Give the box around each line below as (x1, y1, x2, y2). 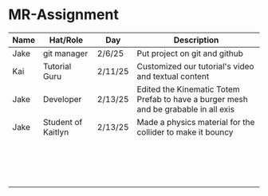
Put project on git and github (136, 48, 243, 59)
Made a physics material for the (136, 116, 255, 127)
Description (173, 34, 219, 45)
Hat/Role (49, 34, 84, 45)
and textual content (136, 70, 210, 81)
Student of (42, 116, 83, 127)
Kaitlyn (42, 126, 69, 137)
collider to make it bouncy (136, 126, 234, 137)
